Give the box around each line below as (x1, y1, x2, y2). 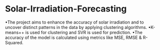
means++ (5, 29, 24, 35)
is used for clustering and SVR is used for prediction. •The (25, 29, 143, 35)
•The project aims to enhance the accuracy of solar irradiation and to (5, 19, 144, 25)
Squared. (5, 39, 23, 45)
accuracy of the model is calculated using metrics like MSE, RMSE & (5, 35, 142, 40)
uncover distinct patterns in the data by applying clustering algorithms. (5, 24, 147, 30)
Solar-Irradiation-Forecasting (5, 3, 127, 14)
